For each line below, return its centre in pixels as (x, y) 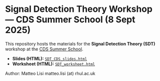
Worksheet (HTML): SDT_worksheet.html (54, 64)
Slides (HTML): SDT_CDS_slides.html (50, 58)
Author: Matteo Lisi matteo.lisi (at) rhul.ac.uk (50, 73)
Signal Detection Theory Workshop (79, 9)
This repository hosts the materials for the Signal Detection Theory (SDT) (80, 43)
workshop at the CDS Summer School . (44, 49)
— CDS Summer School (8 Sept (70, 20)
